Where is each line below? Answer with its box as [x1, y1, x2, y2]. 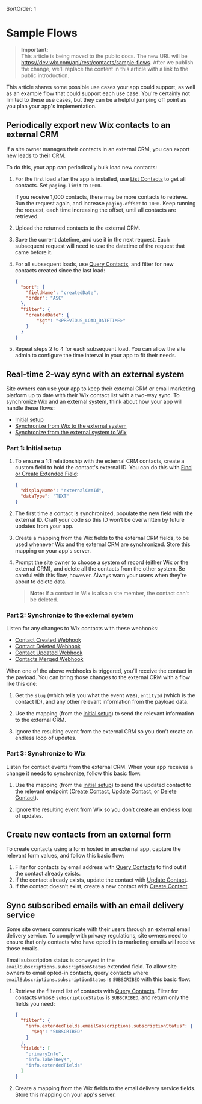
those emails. [6, 945, 40, 952]
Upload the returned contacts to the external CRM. [14, 224, 141, 231]
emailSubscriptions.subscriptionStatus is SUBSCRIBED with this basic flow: [6, 976, 191, 983]
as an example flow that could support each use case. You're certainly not [6, 90, 191, 97]
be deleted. [29, 596, 58, 603]
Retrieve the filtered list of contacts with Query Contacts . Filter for [14, 988, 179, 995]
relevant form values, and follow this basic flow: [6, 852, 124, 859]
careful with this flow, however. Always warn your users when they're [14, 571, 188, 579]
